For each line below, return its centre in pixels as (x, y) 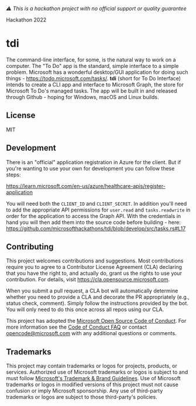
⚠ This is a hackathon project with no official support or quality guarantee (96, 8)
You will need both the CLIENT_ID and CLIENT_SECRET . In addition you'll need (97, 203)
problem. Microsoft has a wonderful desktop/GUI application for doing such (97, 72)
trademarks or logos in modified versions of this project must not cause (92, 385)
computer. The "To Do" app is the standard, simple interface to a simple (92, 66)
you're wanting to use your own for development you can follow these (90, 168)
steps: (13, 175)
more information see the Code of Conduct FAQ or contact (77, 327)
